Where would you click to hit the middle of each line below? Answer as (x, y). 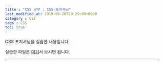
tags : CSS (16, 23)
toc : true (15, 27)
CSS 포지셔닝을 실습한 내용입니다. (37, 42)
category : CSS (20, 18)
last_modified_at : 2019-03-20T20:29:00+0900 (51, 14)
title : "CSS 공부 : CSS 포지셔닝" (38, 9)
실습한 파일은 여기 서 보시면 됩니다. (38, 52)
